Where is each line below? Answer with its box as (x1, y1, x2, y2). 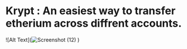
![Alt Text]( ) (5, 36, 80, 43)
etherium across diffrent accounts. (5, 17, 182, 30)
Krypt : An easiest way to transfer (5, 4, 176, 18)
